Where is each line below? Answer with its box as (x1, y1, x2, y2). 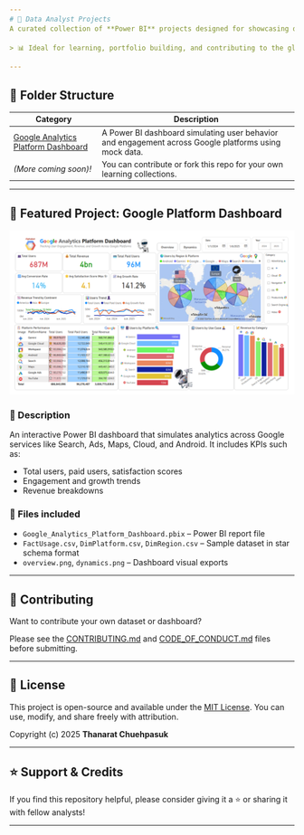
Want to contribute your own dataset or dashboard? (9, 616, 202, 627)
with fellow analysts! (9, 806, 86, 818)
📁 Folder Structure (9, 87, 115, 103)
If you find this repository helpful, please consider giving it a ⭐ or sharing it (9, 793, 288, 804)
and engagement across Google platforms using (101, 137, 281, 147)
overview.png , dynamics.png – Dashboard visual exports (22, 557, 229, 568)
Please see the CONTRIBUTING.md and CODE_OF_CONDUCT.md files (9, 633, 271, 644)
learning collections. (101, 168, 177, 179)
